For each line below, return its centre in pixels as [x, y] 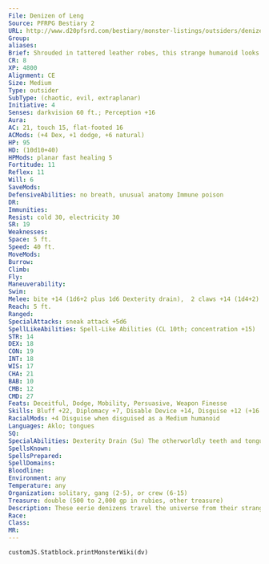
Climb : [19, 270]
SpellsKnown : [30, 448]
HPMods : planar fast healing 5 [60, 157]
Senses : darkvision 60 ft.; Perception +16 [82, 113]
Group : [19, 38]
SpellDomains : [32, 463]
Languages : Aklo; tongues [51, 426]
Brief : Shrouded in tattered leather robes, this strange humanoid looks [134, 53]
